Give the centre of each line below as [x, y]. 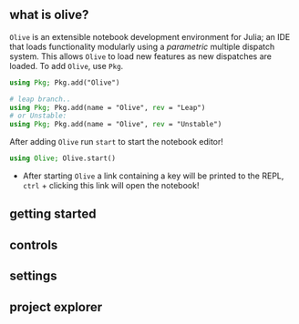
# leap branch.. [40, 99]
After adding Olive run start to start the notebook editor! [116, 142]
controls [34, 245]
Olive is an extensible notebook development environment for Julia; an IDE [150, 36]
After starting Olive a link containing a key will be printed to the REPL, [153, 176]
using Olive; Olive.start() [63, 158]
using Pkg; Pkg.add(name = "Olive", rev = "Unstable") [116, 125]
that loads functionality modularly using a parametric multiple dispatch [142, 46]
